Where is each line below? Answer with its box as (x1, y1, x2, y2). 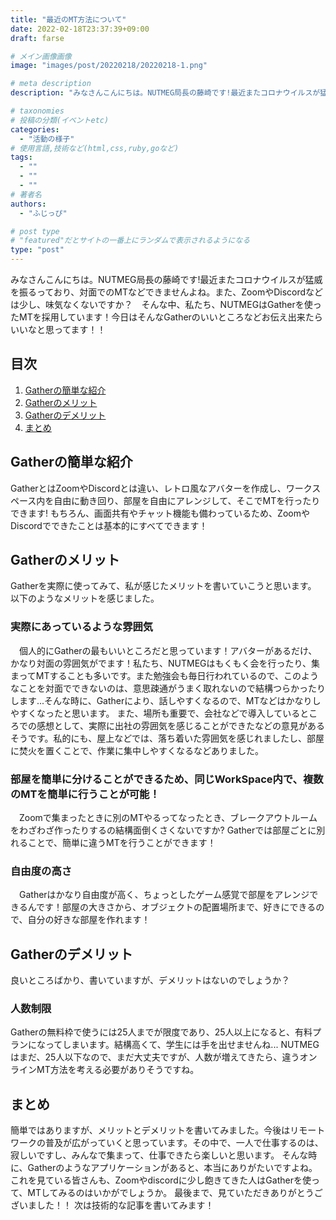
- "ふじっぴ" (19, 208, 68, 218)
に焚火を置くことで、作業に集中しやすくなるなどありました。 (10, 744, 264, 756)
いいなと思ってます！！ (10, 324, 107, 335)
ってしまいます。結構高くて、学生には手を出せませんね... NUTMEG (44, 1039, 320, 1051)
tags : (10, 152, 33, 163)
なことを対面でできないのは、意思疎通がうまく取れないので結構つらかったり (10, 682, 326, 694)
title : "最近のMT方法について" (10, 14, 127, 25)
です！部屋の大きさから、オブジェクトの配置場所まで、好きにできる (36, 901, 317, 913)
